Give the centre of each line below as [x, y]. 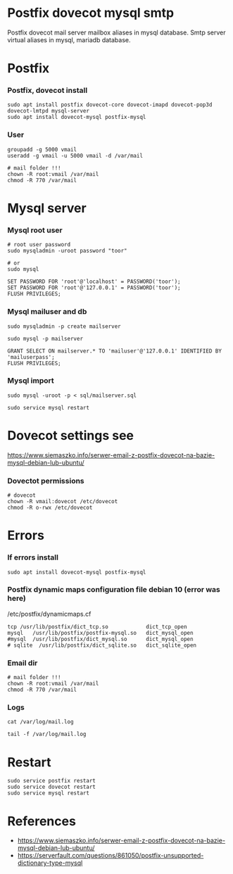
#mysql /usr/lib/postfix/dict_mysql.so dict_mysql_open [100, 639]
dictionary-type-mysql [50, 863]
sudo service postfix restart [52, 781]
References [42, 821]
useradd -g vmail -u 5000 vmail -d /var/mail [75, 156]
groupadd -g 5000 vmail [42, 149]
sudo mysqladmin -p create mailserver [64, 326]
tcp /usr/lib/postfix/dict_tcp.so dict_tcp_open [97, 627]
